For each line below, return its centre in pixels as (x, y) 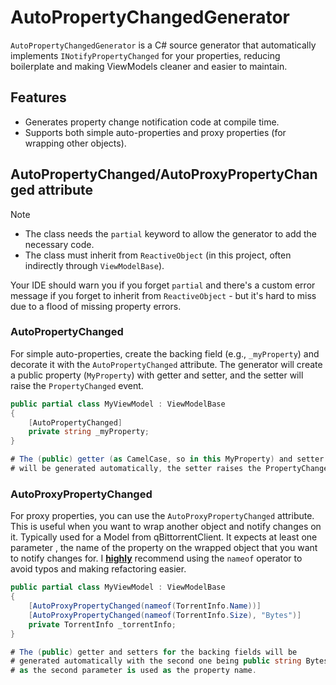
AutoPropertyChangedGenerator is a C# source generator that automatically (163, 45)
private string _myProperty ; (89, 432)
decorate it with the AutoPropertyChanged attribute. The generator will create (166, 364)
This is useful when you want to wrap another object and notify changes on (166, 527)
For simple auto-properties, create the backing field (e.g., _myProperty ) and (165, 353)
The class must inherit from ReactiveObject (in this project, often (158, 255)
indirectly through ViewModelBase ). (94, 265)
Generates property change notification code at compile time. (152, 122)
